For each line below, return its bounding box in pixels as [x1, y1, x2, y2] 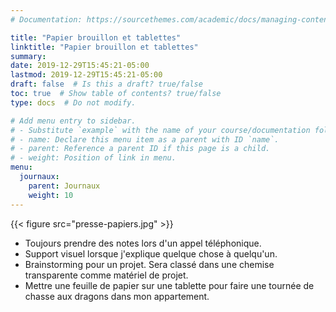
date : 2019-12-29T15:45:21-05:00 [10, 61, 150, 71]
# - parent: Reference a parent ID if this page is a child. [10, 144, 271, 154]
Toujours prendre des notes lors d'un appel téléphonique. [24, 237, 262, 249]
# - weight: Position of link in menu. [10, 153, 177, 163]
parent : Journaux [28, 181, 101, 191]
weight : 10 [28, 190, 74, 200]
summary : [10, 51, 47, 61]
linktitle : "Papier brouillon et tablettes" [10, 42, 199, 52]
